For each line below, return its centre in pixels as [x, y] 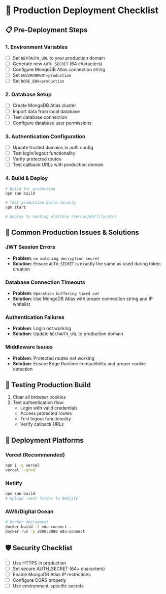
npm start [16, 208]
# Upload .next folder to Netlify [42, 498]
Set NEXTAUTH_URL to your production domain [59, 58]
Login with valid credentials [49, 408]
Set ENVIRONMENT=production [42, 75]
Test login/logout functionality [44, 153]
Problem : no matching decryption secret [56, 258]
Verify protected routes [37, 159]
